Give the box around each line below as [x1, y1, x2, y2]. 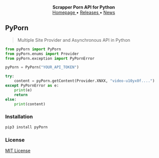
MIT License [5, 148, 31, 154]
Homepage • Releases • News [52, 9, 116, 15]
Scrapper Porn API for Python [52, 4, 115, 10]
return [14, 92, 28, 97]
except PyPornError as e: [5, 83, 59, 88]
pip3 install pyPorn [5, 124, 48, 130]
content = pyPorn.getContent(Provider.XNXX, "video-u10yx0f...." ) [14, 79, 155, 83]
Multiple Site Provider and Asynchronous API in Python [17, 37, 131, 43]
